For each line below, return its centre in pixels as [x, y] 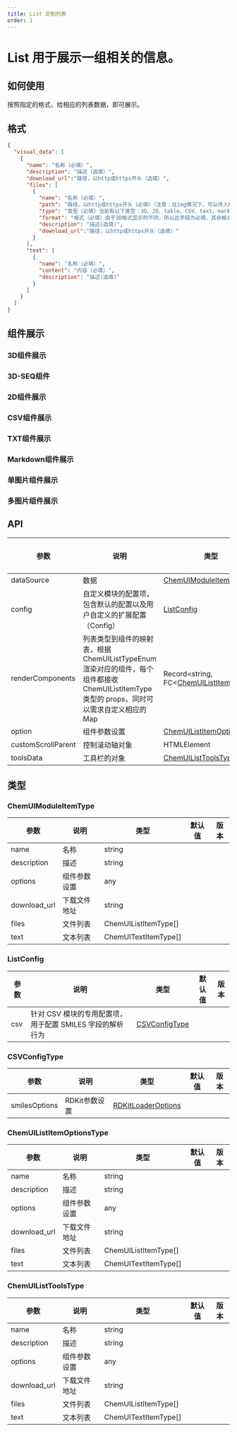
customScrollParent [43, 744]
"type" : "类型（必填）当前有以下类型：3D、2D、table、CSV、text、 [128, 212]
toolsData [27, 758]
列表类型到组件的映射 [118, 639]
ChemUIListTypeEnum [120, 659]
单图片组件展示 [33, 480]
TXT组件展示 [29, 439]
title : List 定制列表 [37, 14]
